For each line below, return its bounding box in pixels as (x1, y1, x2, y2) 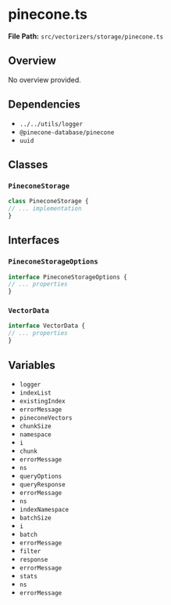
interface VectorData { (8, 322, 86, 330)
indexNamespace (19, 505, 69, 513)
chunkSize (19, 422, 52, 430)
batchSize (19, 514, 52, 522)
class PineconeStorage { (8, 198, 89, 206)
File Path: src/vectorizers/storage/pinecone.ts (8, 31, 164, 41)
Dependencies (8, 98, 80, 111)
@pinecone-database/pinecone (19, 128, 115, 137)
